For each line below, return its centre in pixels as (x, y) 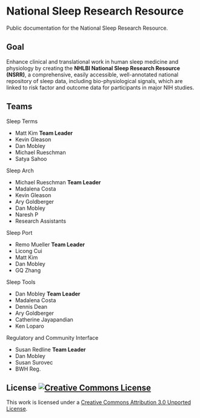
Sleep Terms (22, 121)
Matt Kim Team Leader (44, 133)
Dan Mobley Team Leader (48, 294)
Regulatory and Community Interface (52, 337)
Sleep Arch (20, 170)
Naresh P (26, 214)
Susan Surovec (34, 362)
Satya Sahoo (31, 158)
